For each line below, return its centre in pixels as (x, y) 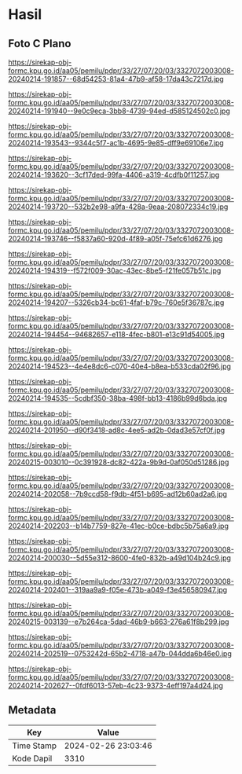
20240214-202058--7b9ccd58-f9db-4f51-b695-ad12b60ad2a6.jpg (118, 494)
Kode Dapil (32, 758)
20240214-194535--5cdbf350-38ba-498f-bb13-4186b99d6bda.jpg (118, 398)
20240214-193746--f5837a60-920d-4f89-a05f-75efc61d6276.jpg (115, 238)
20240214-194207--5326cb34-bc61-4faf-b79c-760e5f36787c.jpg (116, 303)
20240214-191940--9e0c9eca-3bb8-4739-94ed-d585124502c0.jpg (119, 111)
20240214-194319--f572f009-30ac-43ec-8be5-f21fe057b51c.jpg (115, 270)
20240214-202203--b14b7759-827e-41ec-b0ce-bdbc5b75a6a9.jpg (119, 526)
